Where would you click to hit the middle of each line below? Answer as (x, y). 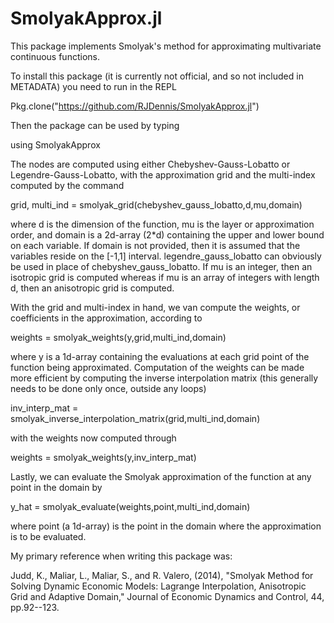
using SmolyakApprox (55, 144)
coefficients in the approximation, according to (106, 318)
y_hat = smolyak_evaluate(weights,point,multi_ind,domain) (130, 506)
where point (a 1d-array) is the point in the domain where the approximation (166, 526)
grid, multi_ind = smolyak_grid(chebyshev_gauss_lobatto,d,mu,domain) (156, 204)
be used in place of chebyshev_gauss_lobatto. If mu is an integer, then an (161, 266)
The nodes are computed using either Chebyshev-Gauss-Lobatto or (150, 164)
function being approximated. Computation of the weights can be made (157, 367)
